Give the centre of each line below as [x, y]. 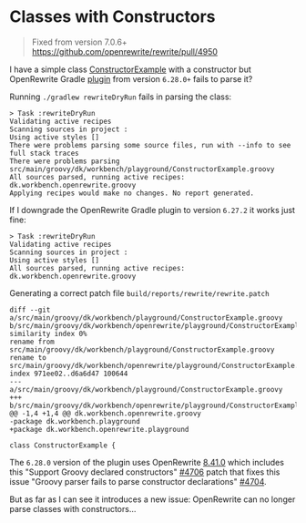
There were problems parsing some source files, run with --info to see [150, 145]
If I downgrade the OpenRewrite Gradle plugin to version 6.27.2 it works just [153, 210]
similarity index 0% [49, 333]
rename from [32, 342]
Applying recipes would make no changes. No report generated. [132, 193]
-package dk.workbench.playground [75, 421]
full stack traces [44, 153]
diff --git [30, 310]
